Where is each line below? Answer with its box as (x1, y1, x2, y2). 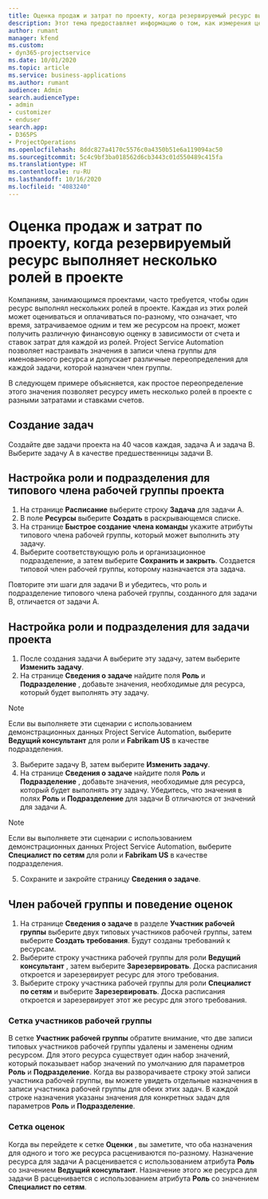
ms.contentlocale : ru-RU (8, 168, 91, 176)
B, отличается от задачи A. (8, 597, 100, 606)
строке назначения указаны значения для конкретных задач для (8, 1093, 230, 1102)
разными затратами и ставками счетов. (8, 395, 145, 405)
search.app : (8, 123, 48, 131)
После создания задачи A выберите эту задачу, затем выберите (19, 653, 241, 664)
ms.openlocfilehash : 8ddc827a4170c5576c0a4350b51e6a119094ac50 (8, 146, 223, 154)
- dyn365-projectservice (8, 49, 91, 57)
